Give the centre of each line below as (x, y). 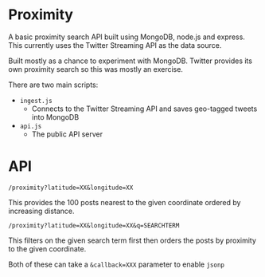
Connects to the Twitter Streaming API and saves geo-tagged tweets (144, 109)
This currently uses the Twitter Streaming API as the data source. (115, 45)
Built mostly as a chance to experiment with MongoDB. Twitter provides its (131, 61)
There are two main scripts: (53, 85)
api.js (31, 126)
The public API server (67, 134)
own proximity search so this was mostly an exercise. (95, 69)
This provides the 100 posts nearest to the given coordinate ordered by (125, 202)
